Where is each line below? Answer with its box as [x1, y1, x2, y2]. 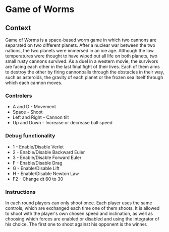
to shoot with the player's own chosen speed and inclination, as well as [5, 210, 153, 216]
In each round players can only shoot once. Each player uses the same [5, 200, 152, 206]
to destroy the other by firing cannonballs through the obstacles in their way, [5, 69, 164, 75]
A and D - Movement [12, 104, 57, 110]
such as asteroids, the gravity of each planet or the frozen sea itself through [5, 74, 163, 80]
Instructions [5, 188, 36, 195]
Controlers [5, 92, 32, 99]
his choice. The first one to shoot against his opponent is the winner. [5, 221, 148, 227]
